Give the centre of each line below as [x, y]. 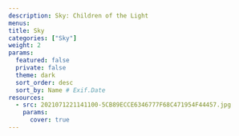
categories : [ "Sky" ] [43, 38]
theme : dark [36, 75]
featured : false [43, 61]
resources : [26, 98]
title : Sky [26, 30]
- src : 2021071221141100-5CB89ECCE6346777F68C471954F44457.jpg [123, 105]
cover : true [49, 120]
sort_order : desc [45, 82]
